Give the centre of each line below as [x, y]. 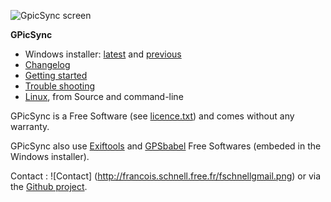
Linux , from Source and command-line [104, 96]
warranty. [30, 126]
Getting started [56, 75]
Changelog [47, 64]
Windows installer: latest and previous [103, 54]
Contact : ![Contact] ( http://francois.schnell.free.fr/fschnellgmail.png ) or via [166, 176]
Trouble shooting [60, 86]
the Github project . [49, 186]
